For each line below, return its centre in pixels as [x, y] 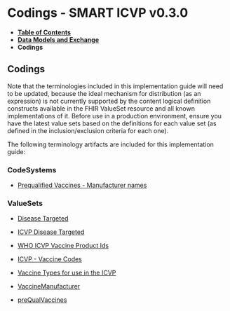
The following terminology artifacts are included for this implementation [110, 144]
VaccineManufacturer [49, 286]
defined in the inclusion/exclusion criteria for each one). [88, 130]
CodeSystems [32, 170]
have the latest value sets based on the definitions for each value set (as [112, 123]
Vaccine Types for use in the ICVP [67, 273]
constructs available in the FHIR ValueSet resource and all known [101, 108]
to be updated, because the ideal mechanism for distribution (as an [104, 93]
